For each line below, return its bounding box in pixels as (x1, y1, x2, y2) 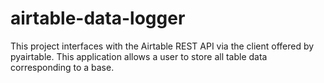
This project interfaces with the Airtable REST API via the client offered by (10, 40, 315, 52)
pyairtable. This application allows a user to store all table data (10, 50, 268, 62)
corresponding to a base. (10, 61, 115, 73)
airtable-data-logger (10, 7, 186, 30)
